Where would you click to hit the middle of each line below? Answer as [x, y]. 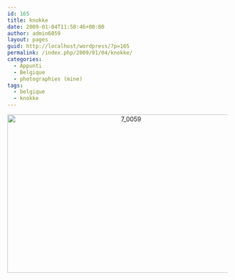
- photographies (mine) [48, 79]
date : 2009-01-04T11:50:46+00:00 [56, 27]
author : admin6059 [34, 33]
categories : [24, 59]
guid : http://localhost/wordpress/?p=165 [69, 46]
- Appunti [28, 66]
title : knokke [28, 20]
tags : [15, 85]
